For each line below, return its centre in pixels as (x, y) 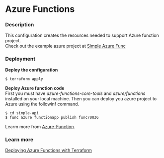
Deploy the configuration (32, 70)
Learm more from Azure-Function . (40, 126)
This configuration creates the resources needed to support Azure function (82, 35)
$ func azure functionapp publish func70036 (52, 117)
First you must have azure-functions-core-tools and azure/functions (75, 93)
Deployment (20, 59)
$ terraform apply (24, 79)
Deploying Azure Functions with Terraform (48, 151)
